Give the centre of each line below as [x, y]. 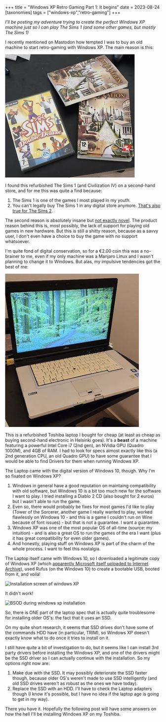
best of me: [17, 267]
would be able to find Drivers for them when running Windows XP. [72, 461]
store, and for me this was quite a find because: [54, 191]
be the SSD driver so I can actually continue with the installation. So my [78, 658]
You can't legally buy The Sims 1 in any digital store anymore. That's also [86, 206]
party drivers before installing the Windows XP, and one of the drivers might [83, 653]
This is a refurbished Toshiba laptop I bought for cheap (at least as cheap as [83, 435]
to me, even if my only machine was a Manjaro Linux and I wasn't [87, 256]
